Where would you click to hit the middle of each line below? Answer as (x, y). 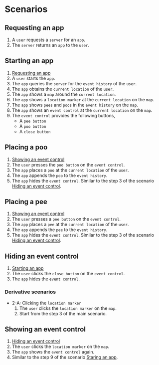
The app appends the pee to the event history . (60, 230)
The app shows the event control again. (53, 352)
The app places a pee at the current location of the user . (70, 225)
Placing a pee (26, 202)
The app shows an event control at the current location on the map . (82, 110)
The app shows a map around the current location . (64, 94)
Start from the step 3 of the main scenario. (63, 313)
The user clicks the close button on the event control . (68, 274)
